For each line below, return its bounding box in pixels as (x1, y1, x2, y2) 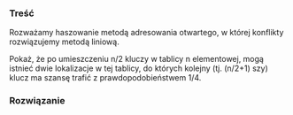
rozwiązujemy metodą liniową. (9, 36, 120, 47)
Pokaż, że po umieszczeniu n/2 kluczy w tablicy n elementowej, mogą (9, 54, 264, 65)
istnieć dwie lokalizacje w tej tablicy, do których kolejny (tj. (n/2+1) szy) (9, 63, 268, 73)
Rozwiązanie (9, 95, 66, 107)
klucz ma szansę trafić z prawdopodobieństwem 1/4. (9, 73, 202, 83)
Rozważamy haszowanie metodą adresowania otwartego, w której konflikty (9, 27, 284, 38)
